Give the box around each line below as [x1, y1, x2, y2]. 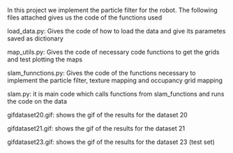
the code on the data [7, 97, 68, 105]
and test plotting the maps [7, 55, 82, 64]
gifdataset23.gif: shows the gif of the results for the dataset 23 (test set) [7, 138, 215, 146]
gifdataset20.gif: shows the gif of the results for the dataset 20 [7, 111, 188, 119]
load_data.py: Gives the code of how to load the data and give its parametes [7, 27, 226, 35]
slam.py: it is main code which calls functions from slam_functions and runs [7, 90, 225, 98]
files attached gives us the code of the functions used [7, 13, 163, 22]
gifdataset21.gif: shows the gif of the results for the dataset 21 [7, 124, 186, 132]
